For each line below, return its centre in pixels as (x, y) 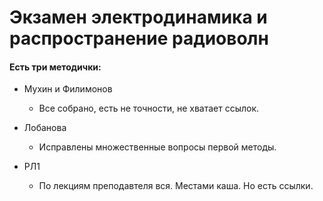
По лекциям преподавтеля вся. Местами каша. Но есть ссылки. (176, 186)
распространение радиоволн (139, 38)
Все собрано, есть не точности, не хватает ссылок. (149, 108)
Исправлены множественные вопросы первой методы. (157, 147)
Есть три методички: (55, 67)
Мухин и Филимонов (68, 89)
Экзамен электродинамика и (138, 17)
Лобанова (45, 128)
